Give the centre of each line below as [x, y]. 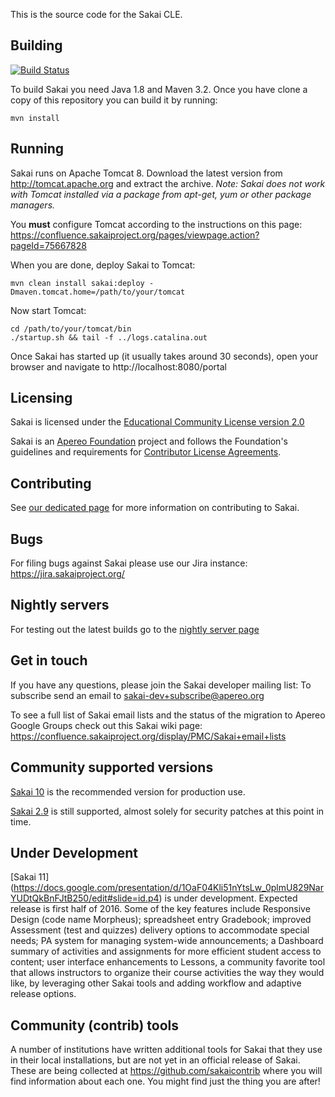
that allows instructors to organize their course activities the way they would [167, 973]
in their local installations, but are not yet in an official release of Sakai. [155, 1060]
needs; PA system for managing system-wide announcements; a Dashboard [167, 941]
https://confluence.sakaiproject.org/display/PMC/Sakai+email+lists [148, 736]
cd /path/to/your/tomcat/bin [71, 329]
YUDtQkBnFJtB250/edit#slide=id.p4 [85, 898]
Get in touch [49, 660]
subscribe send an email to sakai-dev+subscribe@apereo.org [137, 695]
